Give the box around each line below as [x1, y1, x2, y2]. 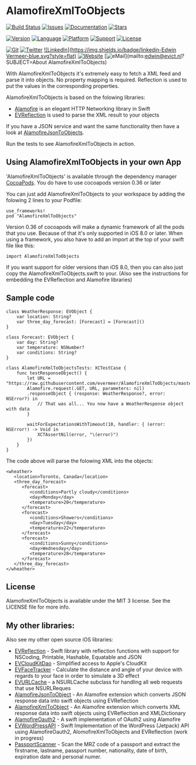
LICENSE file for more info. [6, 603, 71, 610]
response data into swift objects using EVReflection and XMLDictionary [14, 710, 186, 717]
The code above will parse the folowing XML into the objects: [6, 457, 153, 464]
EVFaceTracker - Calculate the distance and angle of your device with [14, 666, 183, 673]
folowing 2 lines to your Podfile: [6, 196, 82, 203]
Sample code [6, 293, 55, 303]
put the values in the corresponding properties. [6, 82, 120, 89]
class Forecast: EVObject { [6, 334, 75, 340]
